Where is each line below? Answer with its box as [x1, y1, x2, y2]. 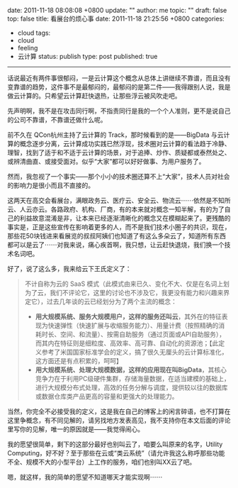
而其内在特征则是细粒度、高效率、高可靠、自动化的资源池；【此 [35, 339, 219, 347]
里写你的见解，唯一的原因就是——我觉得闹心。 [7, 425, 144, 433]
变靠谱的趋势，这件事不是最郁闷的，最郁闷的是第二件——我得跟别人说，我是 [7, 83, 231, 91]
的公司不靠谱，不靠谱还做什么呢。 [7, 116, 107, 123]
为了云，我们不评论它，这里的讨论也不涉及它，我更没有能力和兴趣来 [24, 289, 224, 296]
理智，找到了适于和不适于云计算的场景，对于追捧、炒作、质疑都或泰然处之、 [7, 148, 231, 157]
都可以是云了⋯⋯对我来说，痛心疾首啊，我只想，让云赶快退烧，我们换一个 [7, 240, 225, 249]
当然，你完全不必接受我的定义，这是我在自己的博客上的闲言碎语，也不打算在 [7, 407, 231, 416]
